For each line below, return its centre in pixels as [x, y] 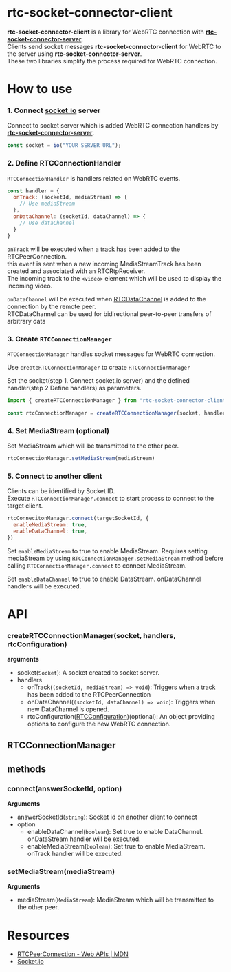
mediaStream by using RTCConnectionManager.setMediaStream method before [115, 558]
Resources [38, 935]
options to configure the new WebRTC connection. [99, 724]
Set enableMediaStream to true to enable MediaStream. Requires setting [107, 551]
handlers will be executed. [44, 586]
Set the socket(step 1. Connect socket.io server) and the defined [99, 380]
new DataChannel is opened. [68, 709]
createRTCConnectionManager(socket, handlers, [91, 635]
